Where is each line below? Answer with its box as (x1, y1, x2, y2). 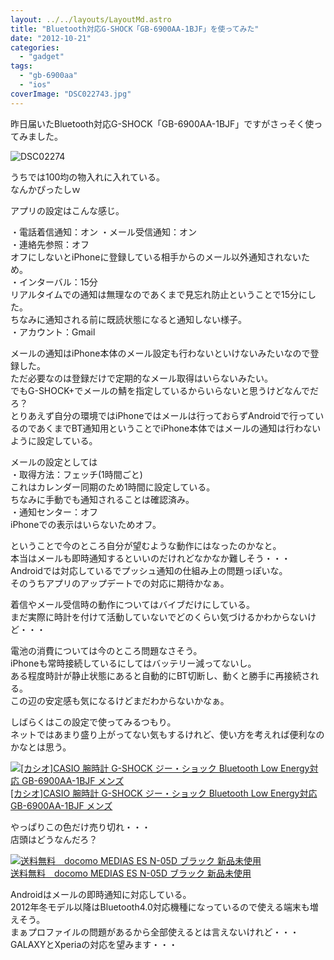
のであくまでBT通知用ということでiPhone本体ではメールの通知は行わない (18, 422, 322, 434)
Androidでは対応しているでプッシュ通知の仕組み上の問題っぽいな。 (10, 564, 288, 576)
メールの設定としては (10, 456, 98, 468)
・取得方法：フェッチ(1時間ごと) (10, 468, 143, 480)
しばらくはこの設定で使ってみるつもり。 (10, 716, 177, 728)
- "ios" (19, 80, 52, 90)
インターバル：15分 (18, 276, 98, 288)
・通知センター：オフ (10, 506, 98, 518)
